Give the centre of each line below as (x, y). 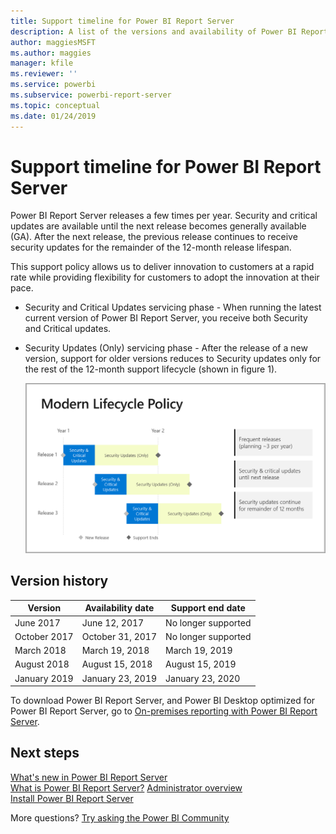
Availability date (119, 608)
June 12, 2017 (113, 622)
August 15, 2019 (201, 664)
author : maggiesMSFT (53, 42)
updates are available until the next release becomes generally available (158, 226)
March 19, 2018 (115, 651)
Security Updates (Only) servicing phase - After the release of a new (166, 348)
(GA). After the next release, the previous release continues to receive (154, 237)
